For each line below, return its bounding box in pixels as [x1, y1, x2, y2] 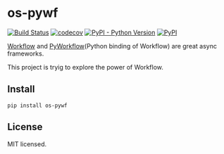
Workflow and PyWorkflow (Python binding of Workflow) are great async [7, 41, 217, 50]
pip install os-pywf [7, 102, 68, 109]
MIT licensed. [7, 139, 47, 148]
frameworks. [7, 49, 44, 58]
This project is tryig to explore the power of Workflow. [7, 63, 164, 71]
